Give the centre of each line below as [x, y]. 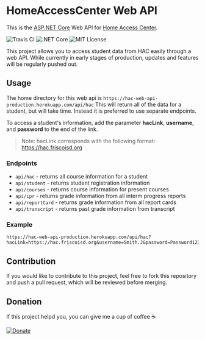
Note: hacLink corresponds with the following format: [88, 141]
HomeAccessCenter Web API [82, 11]
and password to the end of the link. [52, 129]
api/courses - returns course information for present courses [92, 189]
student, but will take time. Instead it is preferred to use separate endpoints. [101, 111]
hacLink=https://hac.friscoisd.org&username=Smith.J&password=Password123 [103, 243]
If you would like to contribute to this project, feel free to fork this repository [102, 276]
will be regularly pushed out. [42, 64]
